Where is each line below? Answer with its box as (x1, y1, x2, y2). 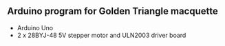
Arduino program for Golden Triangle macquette (7, 5, 218, 17)
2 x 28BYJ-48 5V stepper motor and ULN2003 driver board (17, 31, 186, 39)
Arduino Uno (17, 23, 54, 32)
